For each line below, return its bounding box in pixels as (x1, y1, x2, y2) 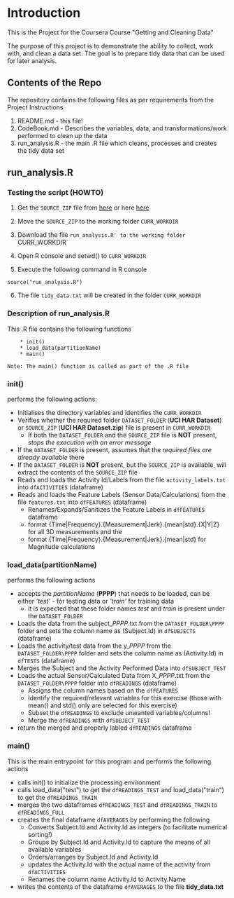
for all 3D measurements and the (27, 528, 122, 536)
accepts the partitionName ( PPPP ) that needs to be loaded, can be (17, 590, 210, 598)
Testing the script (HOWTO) (7, 188, 104, 198)
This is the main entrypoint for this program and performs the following (7, 757, 212, 766)
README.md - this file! (17, 116, 83, 125)
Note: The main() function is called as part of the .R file (7, 362, 189, 369)
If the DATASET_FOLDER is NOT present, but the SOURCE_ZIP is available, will (17, 461, 227, 469)
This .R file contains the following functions (7, 325, 131, 333)
